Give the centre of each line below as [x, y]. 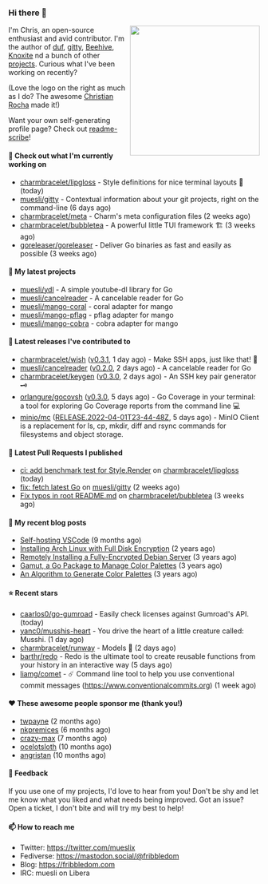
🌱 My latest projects [42, 272]
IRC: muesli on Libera [55, 873]
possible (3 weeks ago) [58, 253]
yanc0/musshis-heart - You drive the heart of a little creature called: [132, 631]
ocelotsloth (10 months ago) [66, 747]
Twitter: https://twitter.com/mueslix [77, 848]
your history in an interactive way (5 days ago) [96, 664]
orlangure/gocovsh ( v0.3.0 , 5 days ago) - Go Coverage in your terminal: [138, 396]
